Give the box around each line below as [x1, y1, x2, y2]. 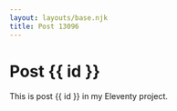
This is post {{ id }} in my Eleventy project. [9, 91, 169, 102]
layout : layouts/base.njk [9, 13, 108, 23]
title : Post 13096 [9, 22, 79, 31]
